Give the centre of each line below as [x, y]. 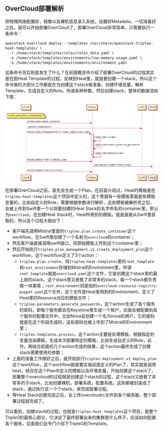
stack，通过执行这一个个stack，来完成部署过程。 [61, 389]
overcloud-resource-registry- [127, 286]
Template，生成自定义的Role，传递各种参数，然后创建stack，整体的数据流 [80, 90]
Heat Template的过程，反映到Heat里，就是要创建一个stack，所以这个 [87, 78]
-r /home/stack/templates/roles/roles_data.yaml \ [62, 53]
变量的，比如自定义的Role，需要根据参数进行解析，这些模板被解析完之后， [80, 202]
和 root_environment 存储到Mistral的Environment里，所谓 [75, 267]
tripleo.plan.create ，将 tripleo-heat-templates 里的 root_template [87, 261]
